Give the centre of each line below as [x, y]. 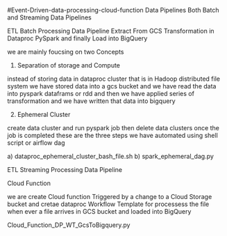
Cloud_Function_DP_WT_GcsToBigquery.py [69, 225]
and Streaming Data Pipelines [49, 17]
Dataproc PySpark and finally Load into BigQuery [77, 38]
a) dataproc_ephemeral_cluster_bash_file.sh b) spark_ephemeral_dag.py [110, 156]
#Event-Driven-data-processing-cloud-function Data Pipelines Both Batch [113, 10]
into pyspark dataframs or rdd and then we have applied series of [101, 94]
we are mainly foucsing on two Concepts [66, 52]
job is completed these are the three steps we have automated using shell [113, 135]
